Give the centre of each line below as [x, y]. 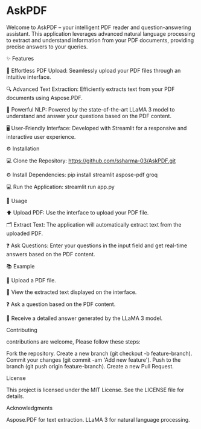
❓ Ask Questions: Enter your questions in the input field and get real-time [97, 245]
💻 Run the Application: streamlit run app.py [60, 187]
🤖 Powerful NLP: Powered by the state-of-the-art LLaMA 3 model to [91, 109]
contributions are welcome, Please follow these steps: [73, 341]
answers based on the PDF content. [51, 254]
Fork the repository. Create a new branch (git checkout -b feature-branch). [99, 353]
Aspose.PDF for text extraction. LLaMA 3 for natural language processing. [98, 419]
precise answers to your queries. [47, 47]
